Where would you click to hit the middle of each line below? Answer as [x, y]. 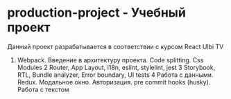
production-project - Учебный [96, 13]
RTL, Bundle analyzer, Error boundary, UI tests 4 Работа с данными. [115, 75]
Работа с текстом [43, 89]
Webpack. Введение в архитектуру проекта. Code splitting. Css [110, 60]
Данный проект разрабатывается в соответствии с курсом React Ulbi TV [115, 46]
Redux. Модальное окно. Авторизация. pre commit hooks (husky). [114, 82]
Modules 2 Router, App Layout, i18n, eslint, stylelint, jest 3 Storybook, [116, 67]
